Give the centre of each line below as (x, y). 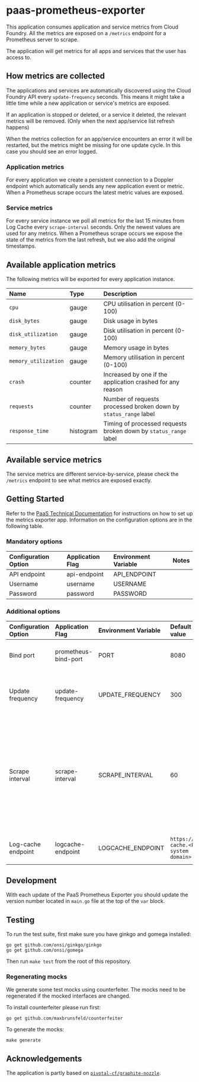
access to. (19, 57)
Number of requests (131, 399)
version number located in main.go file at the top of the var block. (86, 901)
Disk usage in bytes (131, 321)
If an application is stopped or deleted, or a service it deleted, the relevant (96, 114)
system (179, 851)
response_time (29, 431)
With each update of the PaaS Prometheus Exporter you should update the (97, 895)
